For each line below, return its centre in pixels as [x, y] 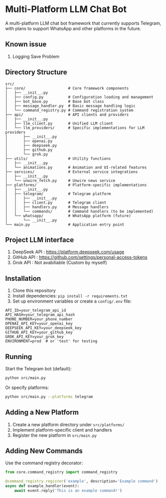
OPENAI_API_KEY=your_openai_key [39, 324]
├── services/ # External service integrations [71, 172]
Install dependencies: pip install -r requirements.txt [70, 296]
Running [19, 357]
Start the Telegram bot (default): [38, 369]
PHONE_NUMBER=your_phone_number [39, 319]
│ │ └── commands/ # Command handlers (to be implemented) [79, 211]
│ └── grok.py [27, 154]
